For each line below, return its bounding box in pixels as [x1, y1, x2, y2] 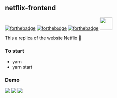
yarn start [12, 64, 33, 70]
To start [5, 47, 25, 54]
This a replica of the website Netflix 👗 [5, 35, 82, 41]
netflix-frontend [5, 4, 56, 12]
